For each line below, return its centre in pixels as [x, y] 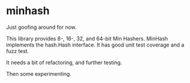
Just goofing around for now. [41, 27]
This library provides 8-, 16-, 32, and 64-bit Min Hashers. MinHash [87, 38]
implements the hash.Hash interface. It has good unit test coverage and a [95, 45]
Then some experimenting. [39, 74]
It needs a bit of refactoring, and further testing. [64, 62]
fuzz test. [18, 51]
